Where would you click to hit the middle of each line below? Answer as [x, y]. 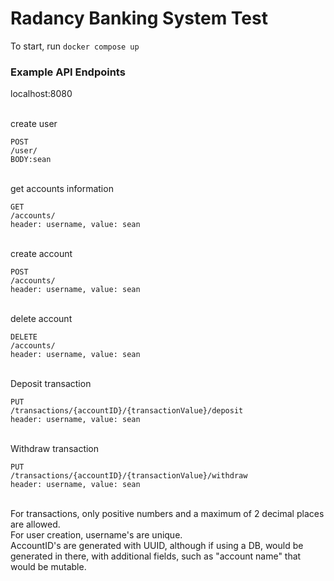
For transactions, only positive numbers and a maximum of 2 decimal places [167, 514]
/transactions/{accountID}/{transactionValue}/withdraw [129, 476]
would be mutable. [48, 567]
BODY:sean [31, 160]
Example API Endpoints [68, 72]
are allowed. [35, 524]
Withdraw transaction [55, 449]
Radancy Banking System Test [139, 18]
